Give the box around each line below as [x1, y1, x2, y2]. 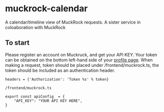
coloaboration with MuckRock [5, 24, 66, 30]
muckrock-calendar [5, 3, 88, 14]
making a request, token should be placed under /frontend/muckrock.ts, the [5, 62, 159, 68]
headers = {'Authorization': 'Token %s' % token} [5, 77, 109, 82]
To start [5, 39, 30, 47]
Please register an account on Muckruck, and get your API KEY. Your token [5, 52, 158, 57]
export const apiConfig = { [5, 94, 65, 99]
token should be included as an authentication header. [5, 67, 115, 73]
